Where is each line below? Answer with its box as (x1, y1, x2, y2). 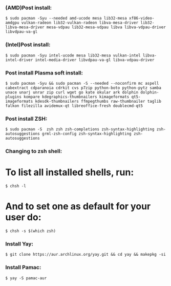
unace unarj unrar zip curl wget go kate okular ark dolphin (5, 89, 139, 95)
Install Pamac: (5, 264, 41, 271)
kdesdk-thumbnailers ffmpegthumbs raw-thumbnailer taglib (35, 99, 161, 104)
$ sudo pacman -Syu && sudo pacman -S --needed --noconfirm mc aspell (5, 81, 159, 86)
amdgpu (5, 20, 19, 26)
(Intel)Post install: (5, 41, 51, 48)
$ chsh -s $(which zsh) (5, 228, 56, 234)
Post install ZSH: (5, 115, 48, 122)
